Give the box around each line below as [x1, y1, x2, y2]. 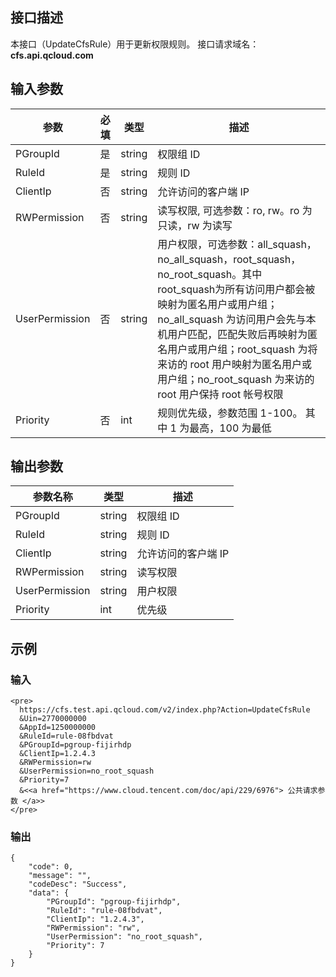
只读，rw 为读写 [157, 218, 233, 232]
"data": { [28, 888, 70, 898]
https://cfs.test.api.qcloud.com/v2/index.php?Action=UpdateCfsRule [19, 705, 311, 715]
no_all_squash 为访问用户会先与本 [157, 312, 317, 326]
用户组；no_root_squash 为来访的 [157, 372, 315, 386]
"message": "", [28, 871, 92, 881]
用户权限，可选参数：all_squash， [157, 237, 317, 251]
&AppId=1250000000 [19, 723, 97, 733]
